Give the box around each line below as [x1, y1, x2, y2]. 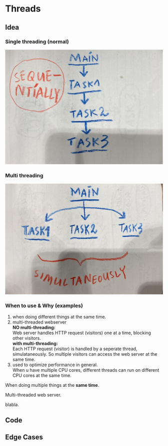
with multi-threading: [12, 340, 58, 346]
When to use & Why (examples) [5, 302, 83, 309]
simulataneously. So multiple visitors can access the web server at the [12, 351, 157, 357]
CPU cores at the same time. [12, 372, 71, 378]
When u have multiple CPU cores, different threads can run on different [12, 367, 159, 373]
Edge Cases [5, 433, 43, 441]
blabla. [5, 401, 19, 407]
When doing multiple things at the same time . [5, 382, 99, 388]
